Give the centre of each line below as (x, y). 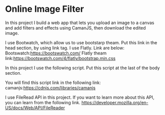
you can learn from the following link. (43, 102)
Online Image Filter (45, 9)
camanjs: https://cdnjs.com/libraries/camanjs (50, 87)
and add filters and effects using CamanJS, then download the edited (76, 28)
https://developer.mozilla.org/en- (115, 102)
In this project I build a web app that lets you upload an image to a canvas (80, 23)
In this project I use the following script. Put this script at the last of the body (82, 68)
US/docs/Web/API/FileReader (35, 108)
